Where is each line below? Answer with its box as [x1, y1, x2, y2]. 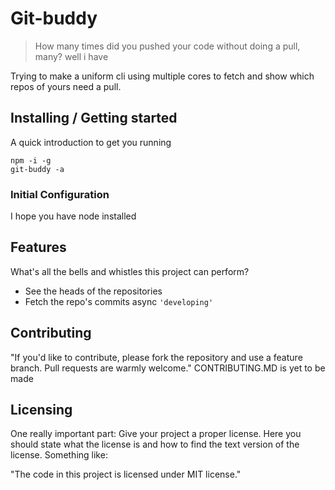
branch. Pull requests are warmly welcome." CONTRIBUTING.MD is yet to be [10, 362, 326, 374]
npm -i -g [10, 155, 52, 166]
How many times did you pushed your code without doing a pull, [34, 40, 301, 52]
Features [10, 239, 67, 256]
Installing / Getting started [10, 110, 178, 127]
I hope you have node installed [10, 210, 137, 222]
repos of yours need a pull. [10, 80, 122, 92]
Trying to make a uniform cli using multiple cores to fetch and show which [10, 70, 315, 82]
